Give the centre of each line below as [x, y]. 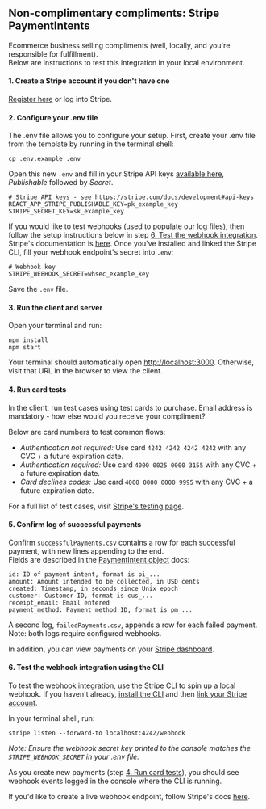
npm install [28, 340]
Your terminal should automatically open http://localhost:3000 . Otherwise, [131, 362]
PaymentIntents [49, 26]
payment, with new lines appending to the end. [86, 551]
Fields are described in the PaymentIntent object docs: [99, 559]
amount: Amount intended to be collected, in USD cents [104, 581]
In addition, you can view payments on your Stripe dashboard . [112, 649]
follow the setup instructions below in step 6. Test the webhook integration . [133, 235]
